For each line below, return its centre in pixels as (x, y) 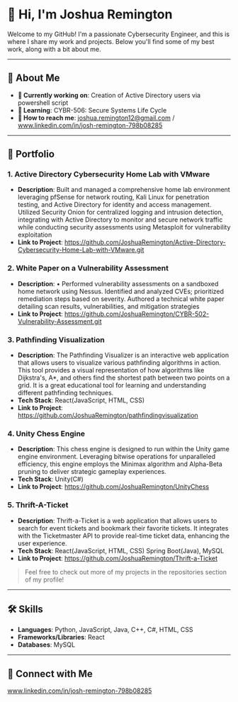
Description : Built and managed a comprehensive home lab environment (124, 190)
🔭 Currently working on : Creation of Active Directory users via (109, 95)
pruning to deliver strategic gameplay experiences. (92, 472)
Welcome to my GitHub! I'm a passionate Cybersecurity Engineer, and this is (119, 34)
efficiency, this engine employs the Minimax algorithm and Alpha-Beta (120, 464)
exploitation (35, 235)
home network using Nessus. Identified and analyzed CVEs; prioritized (121, 291)
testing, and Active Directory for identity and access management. (114, 205)
